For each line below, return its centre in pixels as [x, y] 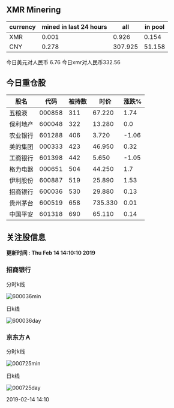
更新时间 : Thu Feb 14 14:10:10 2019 [51, 253]
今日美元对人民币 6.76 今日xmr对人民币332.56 [64, 62]
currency [22, 26]
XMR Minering [34, 10]
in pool [155, 26]
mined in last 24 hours [74, 26]
